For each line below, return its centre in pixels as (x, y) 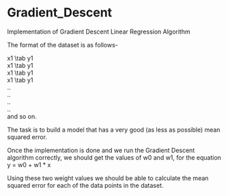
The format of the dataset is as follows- (62, 45)
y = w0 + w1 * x (29, 164)
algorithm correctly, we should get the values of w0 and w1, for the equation (114, 157)
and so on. (22, 116)
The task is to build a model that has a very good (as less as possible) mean (114, 130)
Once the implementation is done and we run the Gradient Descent (101, 150)
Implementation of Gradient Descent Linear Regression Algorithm (99, 32)
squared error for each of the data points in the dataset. (85, 185)
